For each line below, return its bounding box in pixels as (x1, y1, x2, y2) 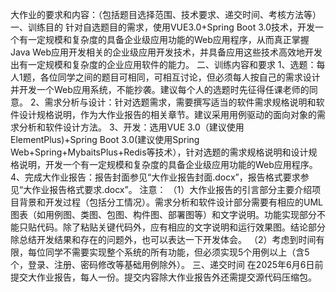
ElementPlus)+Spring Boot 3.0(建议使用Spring (10, 134, 200, 145)
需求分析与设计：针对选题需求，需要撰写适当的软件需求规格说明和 (44, 96, 317, 108)
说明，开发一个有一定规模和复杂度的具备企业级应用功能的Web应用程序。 (18, 159, 318, 170)
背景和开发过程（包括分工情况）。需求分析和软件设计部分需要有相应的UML (18, 196, 323, 208)
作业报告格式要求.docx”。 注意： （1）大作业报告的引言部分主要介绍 (31, 184, 313, 195)
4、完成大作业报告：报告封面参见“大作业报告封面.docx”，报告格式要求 (10, 171, 301, 183)
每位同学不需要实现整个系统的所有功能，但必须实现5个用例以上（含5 (27, 246, 310, 258)
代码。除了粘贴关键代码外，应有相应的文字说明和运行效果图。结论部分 (36, 221, 326, 233)
